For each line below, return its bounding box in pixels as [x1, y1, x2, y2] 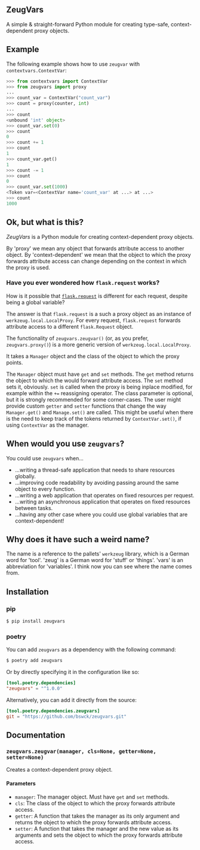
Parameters [6, 780, 36, 787]
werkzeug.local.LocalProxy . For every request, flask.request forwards [6, 317, 181, 324]
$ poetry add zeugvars [6, 658, 63, 664]
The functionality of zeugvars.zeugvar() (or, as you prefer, [6, 335, 149, 342]
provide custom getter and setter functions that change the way [6, 402, 167, 409]
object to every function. [14, 485, 76, 493]
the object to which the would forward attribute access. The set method [6, 377, 183, 384]
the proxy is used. [6, 263, 51, 271]
